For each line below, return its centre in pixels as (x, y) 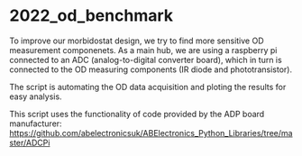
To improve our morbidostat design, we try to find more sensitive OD (137, 41)
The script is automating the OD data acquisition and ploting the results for (148, 87)
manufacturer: (36, 124)
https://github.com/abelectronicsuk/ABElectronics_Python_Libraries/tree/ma (151, 133)
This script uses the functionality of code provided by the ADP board (137, 114)
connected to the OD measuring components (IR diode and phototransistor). (151, 69)
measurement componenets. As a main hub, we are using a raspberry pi (143, 50)
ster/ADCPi (30, 142)
